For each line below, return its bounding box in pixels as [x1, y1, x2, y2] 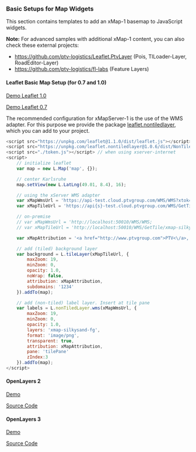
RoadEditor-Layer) [14, 59, 59, 66]
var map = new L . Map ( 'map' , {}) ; [16, 166, 98, 172]
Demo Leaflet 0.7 [6, 103, 48, 110]
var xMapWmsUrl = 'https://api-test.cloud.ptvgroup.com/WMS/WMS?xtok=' [16, 198, 194, 204]
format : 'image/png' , [27, 333, 80, 338]
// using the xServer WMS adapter [16, 192, 100, 198]
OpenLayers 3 [6, 415, 41, 423]
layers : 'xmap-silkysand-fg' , [27, 327, 100, 333]
